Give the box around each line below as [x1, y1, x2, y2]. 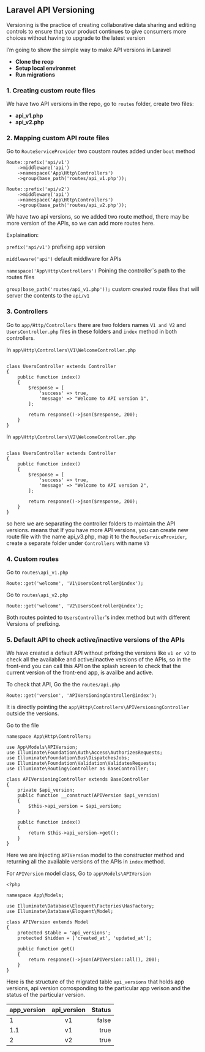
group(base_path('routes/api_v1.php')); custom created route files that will [6, 285, 199, 293]
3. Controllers [6, 307, 48, 316]
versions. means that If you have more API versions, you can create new [6, 526, 188, 533]
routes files [6, 274, 35, 281]
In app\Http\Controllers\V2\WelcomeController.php [6, 433, 136, 440]
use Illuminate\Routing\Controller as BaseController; [6, 765, 149, 772]
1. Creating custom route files [6, 86, 96, 94]
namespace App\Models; [6, 892, 64, 899]
